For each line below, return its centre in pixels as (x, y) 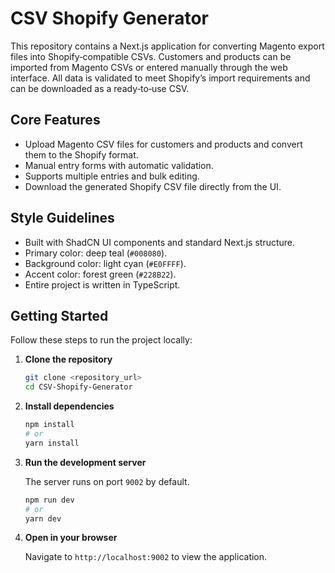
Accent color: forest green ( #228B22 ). (100, 274)
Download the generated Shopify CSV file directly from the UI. (153, 186)
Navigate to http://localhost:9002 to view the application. (146, 557)
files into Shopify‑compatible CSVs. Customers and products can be (151, 56)
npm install (49, 425)
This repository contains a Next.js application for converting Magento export (167, 46)
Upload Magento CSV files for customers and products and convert (163, 144)
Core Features (55, 120)
